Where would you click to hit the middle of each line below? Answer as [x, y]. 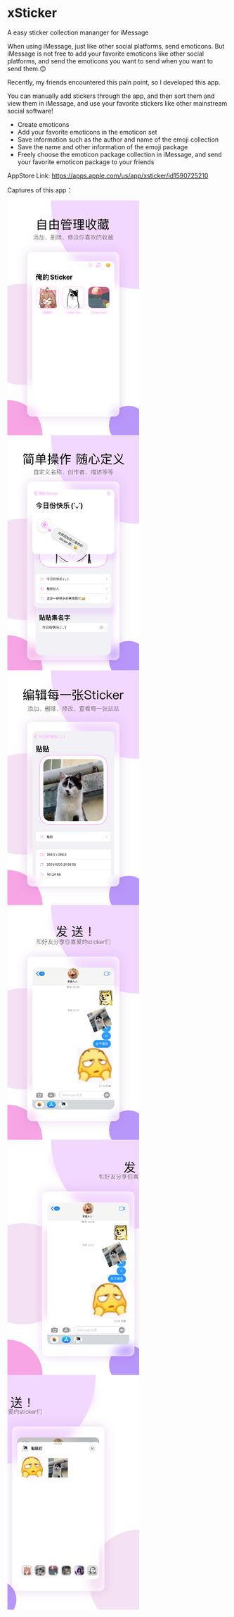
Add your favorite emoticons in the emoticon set [87, 132]
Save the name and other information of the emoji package [103, 147]
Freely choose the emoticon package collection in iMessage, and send [120, 154]
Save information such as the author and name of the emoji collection [118, 140]
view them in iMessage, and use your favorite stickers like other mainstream [117, 103]
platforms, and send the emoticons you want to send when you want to [110, 61]
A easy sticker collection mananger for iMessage [78, 32]
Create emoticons [43, 124]
